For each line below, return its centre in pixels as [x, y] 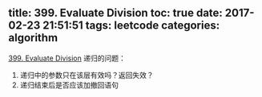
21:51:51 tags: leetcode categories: [131, 26]
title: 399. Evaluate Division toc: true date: [115, 13]
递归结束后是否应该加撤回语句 [69, 85]
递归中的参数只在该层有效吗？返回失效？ [87, 75]
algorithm [33, 38]
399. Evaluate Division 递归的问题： [67, 58]
